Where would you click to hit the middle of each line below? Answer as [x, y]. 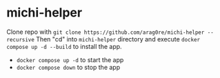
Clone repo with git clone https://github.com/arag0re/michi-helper [106, 32]
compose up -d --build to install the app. [64, 46]
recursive [21, 39]
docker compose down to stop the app [68, 67]
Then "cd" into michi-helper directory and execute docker [118, 39]
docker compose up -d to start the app [70, 59]
